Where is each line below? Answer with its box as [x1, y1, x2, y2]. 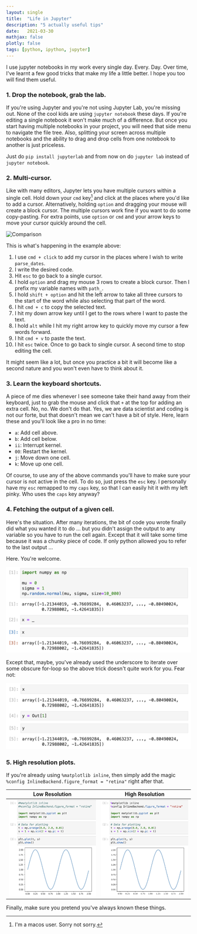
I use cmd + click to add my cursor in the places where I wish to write [14, 253, 184, 261]
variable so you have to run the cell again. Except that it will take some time [6, 531, 188, 538]
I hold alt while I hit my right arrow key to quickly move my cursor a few [14, 322, 189, 329]
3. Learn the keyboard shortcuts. [6, 380, 101, 388]
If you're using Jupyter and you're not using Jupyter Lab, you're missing [6, 104, 181, 111]
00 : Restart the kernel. [14, 448, 67, 455]
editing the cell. [14, 347, 52, 354]
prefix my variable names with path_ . [14, 285, 104, 292]
